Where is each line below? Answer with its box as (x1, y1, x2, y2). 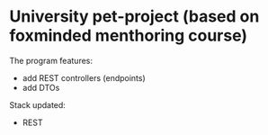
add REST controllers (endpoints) (22, 72, 146, 83)
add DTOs (22, 82, 60, 93)
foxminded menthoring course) (9, 25, 248, 46)
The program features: (9, 55, 93, 66)
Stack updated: (9, 99, 66, 110)
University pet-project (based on (9, 6, 260, 27)
